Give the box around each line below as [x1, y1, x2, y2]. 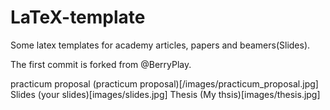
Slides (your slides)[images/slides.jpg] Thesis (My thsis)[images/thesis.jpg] [10, 88, 321, 100]
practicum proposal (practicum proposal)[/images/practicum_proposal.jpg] [10, 77, 319, 90]
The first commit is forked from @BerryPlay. [10, 58, 192, 70]
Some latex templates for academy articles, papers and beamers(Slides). [10, 39, 311, 51]
